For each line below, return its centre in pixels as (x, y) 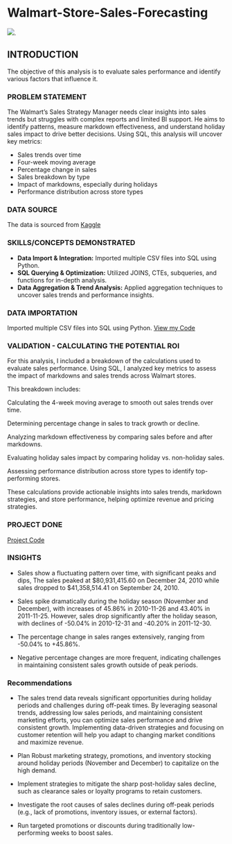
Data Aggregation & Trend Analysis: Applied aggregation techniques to (120, 287)
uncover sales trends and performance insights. (86, 295)
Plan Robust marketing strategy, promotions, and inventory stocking (114, 756)
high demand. (37, 770)
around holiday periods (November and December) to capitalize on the (118, 763)
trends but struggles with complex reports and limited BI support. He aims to (116, 119)
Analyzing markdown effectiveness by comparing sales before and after (110, 437)
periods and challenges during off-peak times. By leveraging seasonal (117, 705)
